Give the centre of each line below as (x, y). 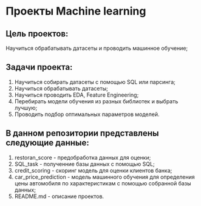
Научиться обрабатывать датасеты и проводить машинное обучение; (97, 48)
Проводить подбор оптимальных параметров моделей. (87, 114)
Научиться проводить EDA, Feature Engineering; (77, 95)
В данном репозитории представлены (82, 133)
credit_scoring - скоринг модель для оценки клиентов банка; (93, 170)
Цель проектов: (37, 34)
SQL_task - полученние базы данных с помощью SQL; (85, 164)
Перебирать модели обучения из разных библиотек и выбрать (96, 101)
